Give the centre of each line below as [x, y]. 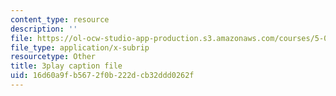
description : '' [44, 29]
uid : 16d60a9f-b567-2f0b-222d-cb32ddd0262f [102, 76]
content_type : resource [60, 19]
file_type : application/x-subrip [80, 47]
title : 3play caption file [66, 66]
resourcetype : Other [53, 57]
